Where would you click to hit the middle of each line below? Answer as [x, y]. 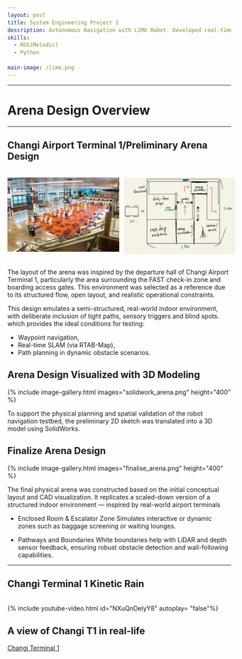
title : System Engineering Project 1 [63, 22]
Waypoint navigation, [48, 337]
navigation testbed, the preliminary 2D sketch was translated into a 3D [110, 421]
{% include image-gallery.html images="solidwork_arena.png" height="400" [119, 392]
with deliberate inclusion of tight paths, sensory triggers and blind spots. [114, 316]
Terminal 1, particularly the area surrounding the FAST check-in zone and [114, 279]
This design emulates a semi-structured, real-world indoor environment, [113, 308]
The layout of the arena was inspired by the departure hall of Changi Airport [118, 272]
